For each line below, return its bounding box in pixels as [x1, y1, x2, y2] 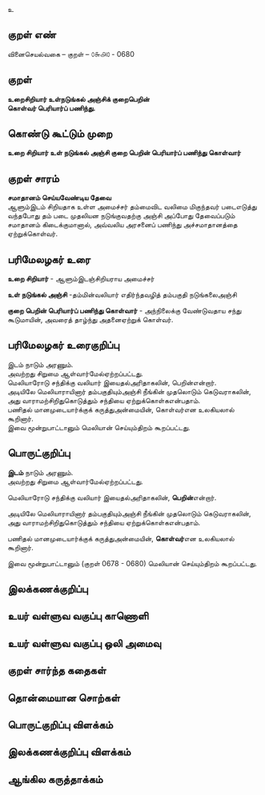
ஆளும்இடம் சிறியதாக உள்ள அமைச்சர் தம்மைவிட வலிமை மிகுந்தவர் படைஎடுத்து [7, 202, 257, 212]
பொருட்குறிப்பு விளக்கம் [7, 718, 114, 732]
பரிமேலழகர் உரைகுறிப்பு [7, 338, 119, 352]
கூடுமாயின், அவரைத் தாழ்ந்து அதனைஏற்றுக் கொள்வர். [7, 315, 174, 325]
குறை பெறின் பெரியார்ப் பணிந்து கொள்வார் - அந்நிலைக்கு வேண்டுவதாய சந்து [7, 306, 242, 316]
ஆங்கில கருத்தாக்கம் [7, 773, 103, 786]
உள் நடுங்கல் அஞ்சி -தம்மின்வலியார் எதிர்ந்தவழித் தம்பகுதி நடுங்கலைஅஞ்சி [7, 290, 237, 300]
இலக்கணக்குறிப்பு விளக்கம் [7, 745, 131, 759]
